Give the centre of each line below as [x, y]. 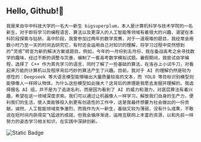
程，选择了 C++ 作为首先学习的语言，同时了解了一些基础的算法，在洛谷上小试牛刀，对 [98, 64]
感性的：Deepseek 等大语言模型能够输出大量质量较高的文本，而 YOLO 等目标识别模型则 [100, 77]
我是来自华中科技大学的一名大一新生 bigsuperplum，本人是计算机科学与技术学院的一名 [100, 26]
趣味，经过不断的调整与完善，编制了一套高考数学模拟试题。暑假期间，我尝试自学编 [102, 58]
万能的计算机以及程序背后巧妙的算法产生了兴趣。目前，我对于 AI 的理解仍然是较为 [103, 70]
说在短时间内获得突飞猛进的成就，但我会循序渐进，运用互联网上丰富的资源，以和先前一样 [100, 115]
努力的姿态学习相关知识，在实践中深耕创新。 [53, 121]
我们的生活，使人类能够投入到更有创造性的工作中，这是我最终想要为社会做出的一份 [97, 102]
